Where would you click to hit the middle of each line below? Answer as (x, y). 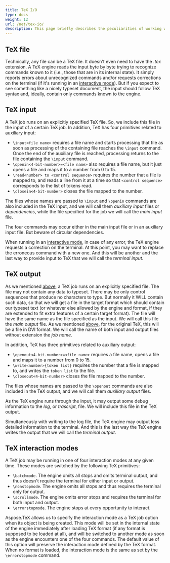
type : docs (17, 15)
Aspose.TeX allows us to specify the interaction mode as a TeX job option (82, 518)
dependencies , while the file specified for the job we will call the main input (84, 211)
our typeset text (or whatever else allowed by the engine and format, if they (84, 308)
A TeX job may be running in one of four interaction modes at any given (80, 460)
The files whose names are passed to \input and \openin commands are (81, 201)
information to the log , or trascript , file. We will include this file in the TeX (81, 406)
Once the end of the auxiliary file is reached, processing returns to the (86, 153)
